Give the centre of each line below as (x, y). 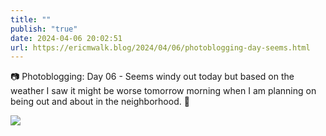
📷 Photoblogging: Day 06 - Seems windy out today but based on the (152, 77)
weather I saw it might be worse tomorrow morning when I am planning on (163, 91)
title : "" (31, 19)
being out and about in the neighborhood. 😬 (100, 102)
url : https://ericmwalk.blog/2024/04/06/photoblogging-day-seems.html (160, 47)
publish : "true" (44, 29)
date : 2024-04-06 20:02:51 (66, 38)
